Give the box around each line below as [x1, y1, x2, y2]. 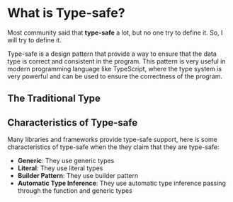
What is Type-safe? [7, 5, 125, 21]
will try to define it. [7, 35, 62, 44]
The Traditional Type [7, 93, 101, 105]
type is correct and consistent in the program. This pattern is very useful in [7, 57, 226, 65]
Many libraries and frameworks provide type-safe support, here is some [7, 136, 217, 144]
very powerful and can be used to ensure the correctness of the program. [7, 72, 223, 81]
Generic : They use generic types [17, 157, 115, 165]
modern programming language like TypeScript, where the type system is [7, 64, 222, 73]
